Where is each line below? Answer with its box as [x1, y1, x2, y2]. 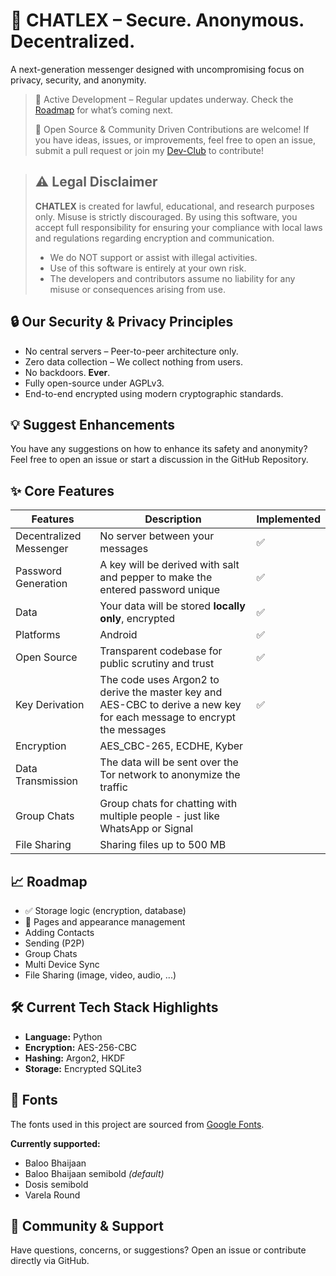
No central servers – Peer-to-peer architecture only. [24, 345, 239, 357]
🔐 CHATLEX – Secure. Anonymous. [10, 9, 305, 32]
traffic [99, 780, 128, 794]
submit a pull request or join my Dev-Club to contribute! [34, 144, 265, 156]
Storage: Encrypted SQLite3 [24, 1062, 142, 1074]
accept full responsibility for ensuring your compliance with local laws [34, 221, 323, 233]
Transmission [15, 774, 79, 788]
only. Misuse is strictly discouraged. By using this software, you [34, 210, 298, 223]
